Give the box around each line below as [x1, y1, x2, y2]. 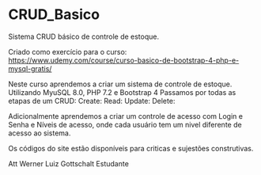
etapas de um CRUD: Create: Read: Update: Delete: [8, 96, 176, 105]
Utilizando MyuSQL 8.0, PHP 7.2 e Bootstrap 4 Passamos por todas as [8, 87, 236, 97]
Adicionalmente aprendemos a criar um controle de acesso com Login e [8, 111, 244, 120]
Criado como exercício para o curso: [8, 47, 127, 56]
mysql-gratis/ [8, 63, 52, 73]
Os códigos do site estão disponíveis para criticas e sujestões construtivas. [8, 143, 254, 153]
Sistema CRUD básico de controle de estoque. [8, 32, 160, 41]
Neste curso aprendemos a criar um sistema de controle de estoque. [8, 79, 233, 89]
